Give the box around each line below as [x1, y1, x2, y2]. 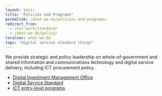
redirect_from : [5, 21, 37, 27]
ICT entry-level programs [12, 85, 65, 91]
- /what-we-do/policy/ [10, 31, 58, 36]
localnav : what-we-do [5, 36, 51, 41]
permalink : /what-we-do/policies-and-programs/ [5, 17, 108, 22]
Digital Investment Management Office [12, 74, 93, 80]
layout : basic [5, 7, 35, 13]
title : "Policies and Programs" [5, 12, 73, 17]
